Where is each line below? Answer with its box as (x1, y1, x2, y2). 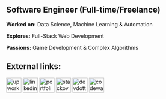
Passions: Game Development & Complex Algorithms (6, 44, 138, 51)
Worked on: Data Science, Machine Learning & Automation (6, 20, 153, 28)
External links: (6, 61, 61, 71)
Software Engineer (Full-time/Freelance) (6, 5, 161, 15)
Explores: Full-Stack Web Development (6, 32, 104, 40)
